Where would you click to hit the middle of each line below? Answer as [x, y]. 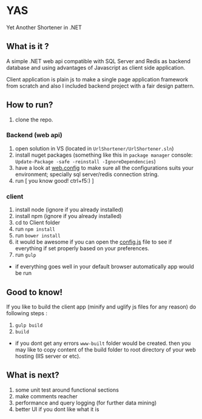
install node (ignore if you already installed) [69, 209]
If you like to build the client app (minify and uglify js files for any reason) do [101, 307]
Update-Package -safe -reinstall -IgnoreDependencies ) [86, 161]
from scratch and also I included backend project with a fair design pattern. [100, 86]
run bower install [38, 236]
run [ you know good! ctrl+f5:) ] [54, 180]
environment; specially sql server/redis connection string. [87, 174]
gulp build [29, 325]
